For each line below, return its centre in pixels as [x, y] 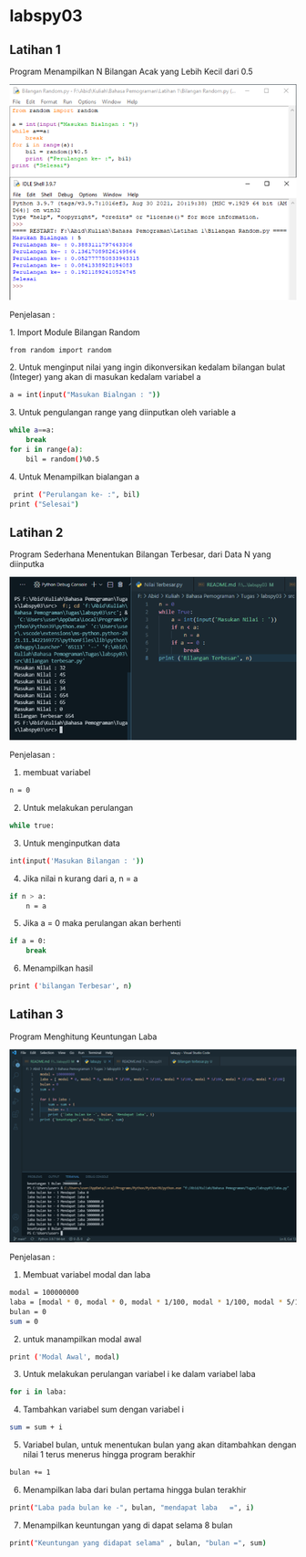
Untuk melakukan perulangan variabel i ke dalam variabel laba [139, 1374]
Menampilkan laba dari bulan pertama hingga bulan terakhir [134, 1490]
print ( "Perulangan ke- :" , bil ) [77, 494]
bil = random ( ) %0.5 [63, 459]
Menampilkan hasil [58, 968]
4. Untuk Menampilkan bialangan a [74, 477]
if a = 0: [28, 942]
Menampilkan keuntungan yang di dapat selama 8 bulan [127, 1525]
